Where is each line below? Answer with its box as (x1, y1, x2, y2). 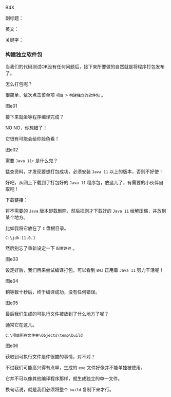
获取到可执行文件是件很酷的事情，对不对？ (5, 354, 96, 360)
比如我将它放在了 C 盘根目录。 (5, 225, 69, 231)
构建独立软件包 (5, 51, 43, 58)
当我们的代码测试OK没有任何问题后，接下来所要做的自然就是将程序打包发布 (5, 64, 165, 70)
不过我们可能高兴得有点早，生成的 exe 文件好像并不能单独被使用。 (5, 365, 145, 371)
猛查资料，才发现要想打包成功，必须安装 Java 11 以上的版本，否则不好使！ (5, 168, 163, 175)
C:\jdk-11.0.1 (5, 235, 36, 241)
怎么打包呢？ (5, 81, 32, 87)
